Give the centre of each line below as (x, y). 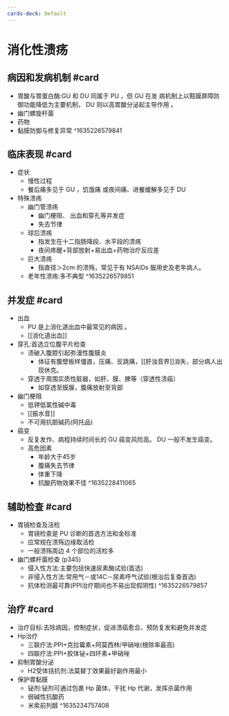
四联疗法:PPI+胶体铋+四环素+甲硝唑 (79, 653)
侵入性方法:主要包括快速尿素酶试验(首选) (85, 568)
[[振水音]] (41, 414)
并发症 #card (35, 300)
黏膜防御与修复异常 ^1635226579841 (70, 130)
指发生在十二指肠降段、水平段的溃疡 (90, 242)
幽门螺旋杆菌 (35, 113)
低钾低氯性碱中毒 (52, 405)
